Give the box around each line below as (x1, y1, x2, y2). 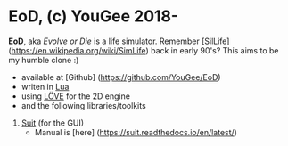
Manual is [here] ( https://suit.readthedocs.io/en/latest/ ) (34, 126, 238, 137)
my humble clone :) (8, 54, 79, 65)
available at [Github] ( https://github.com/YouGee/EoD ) (21, 71, 221, 82)
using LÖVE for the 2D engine (21, 91, 131, 101)
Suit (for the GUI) (21, 118, 85, 128)
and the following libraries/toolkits (21, 100, 146, 110)
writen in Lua (21, 81, 70, 92)
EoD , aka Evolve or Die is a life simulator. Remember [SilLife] (8, 36, 230, 46)
